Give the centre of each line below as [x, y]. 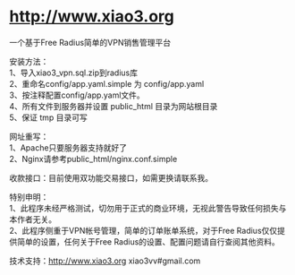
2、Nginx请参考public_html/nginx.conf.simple [93, 159]
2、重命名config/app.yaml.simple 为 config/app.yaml [107, 83]
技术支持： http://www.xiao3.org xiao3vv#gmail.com [105, 261]
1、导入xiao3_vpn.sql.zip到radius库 [74, 73]
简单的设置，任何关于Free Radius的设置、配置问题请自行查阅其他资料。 [148, 241]
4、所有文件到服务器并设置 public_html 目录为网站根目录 [114, 106]
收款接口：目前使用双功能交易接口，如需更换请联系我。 [111, 177]
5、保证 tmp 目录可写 [48, 117]
